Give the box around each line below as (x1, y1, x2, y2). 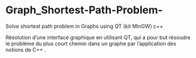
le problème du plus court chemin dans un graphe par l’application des (5, 40, 177, 47)
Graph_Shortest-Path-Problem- (5, 3, 163, 17)
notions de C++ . (5, 46, 46, 53)
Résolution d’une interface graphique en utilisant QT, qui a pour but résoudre (5, 34, 191, 41)
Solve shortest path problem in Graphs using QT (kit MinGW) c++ (5, 23, 164, 30)
